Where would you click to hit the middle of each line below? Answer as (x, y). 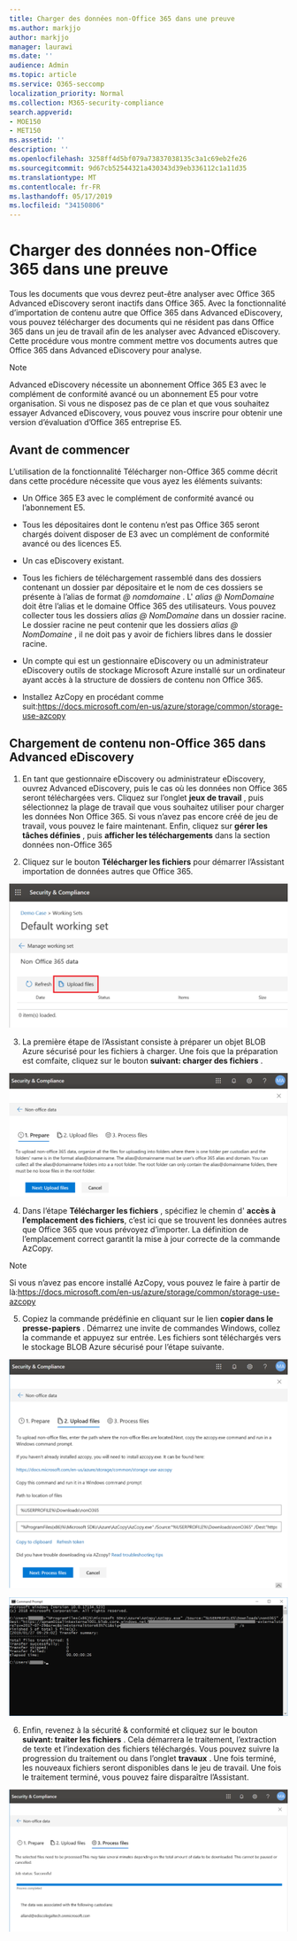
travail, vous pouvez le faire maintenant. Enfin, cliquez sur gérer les (145, 826)
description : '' (39, 150)
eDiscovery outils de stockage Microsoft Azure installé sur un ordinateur (153, 670)
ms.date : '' (31, 56)
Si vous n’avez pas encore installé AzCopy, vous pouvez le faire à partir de (145, 1283)
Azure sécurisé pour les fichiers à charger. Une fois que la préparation (150, 1052)
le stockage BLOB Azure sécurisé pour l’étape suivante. (123, 1347)
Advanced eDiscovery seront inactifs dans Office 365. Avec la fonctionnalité (148, 303)
